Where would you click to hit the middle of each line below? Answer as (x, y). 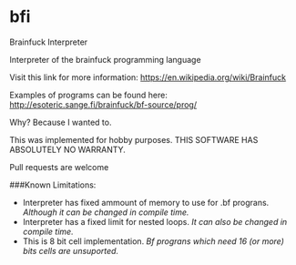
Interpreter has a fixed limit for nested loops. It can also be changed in (155, 221)
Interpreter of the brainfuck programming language (106, 59)
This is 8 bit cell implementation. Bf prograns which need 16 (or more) (153, 241)
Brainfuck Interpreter (49, 42)
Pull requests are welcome (59, 167)
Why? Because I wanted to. (61, 122)
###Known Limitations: (53, 185)
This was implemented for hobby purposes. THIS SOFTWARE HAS (134, 139)
